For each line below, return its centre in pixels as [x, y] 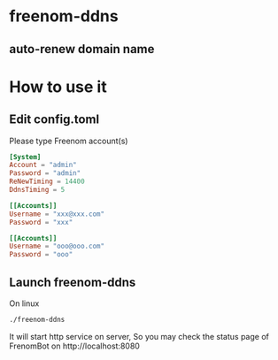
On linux [24, 303]
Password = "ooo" [41, 255]
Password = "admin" [45, 173]
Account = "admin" [43, 165]
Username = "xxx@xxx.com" [57, 214]
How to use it [58, 87]
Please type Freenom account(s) [69, 141]
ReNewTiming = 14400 [47, 182]
